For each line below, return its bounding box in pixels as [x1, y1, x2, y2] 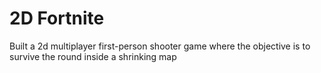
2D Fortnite [9, 7, 105, 30]
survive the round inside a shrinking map [9, 50, 177, 62]
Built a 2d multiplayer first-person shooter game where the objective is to [9, 40, 311, 52]
